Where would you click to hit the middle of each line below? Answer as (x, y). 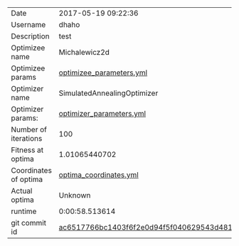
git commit (29, 223)
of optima (27, 179)
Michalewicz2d (84, 52)
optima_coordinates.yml (99, 175)
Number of (29, 129)
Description (30, 36)
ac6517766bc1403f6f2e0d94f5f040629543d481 (146, 227)
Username (28, 25)
